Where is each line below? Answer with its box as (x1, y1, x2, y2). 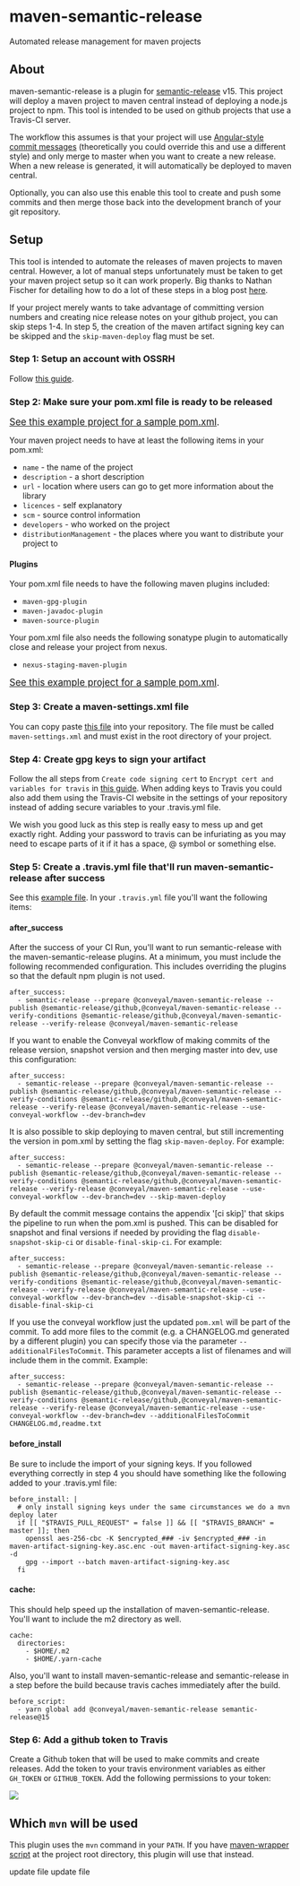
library (21, 490, 47, 501)
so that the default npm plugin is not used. (9, 971, 166, 982)
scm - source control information (21, 509, 141, 521)
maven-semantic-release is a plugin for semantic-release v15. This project (9, 85, 284, 96)
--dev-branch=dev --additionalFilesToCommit (81, 1412, 251, 1421)
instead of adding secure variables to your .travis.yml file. (9, 801, 221, 812)
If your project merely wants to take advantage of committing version (9, 302, 264, 313)
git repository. (9, 206, 61, 217)
